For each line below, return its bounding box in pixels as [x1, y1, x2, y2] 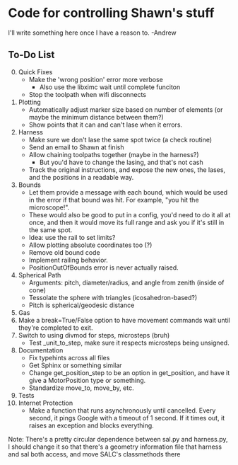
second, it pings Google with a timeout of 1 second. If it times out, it [28, 413, 225, 422]
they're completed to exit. [18, 323, 93, 332]
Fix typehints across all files [28, 353, 110, 362]
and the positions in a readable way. [28, 173, 134, 181]
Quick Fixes [18, 67, 53, 76]
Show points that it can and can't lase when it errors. [28, 120, 183, 129]
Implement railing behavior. [28, 256, 108, 264]
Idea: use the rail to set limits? [28, 233, 116, 241]
